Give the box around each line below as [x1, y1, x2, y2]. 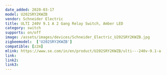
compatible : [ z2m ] [5, 44, 43, 49]
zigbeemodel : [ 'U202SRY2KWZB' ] [5, 39, 72, 44]
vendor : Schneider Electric [5, 16, 64, 21]
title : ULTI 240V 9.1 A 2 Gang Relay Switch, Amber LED [5, 21, 123, 26]
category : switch [5, 26, 41, 31]
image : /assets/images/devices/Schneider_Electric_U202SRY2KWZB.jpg [5, 35, 150, 40]
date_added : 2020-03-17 [5, 7, 55, 12]
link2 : [5, 58, 19, 63]
